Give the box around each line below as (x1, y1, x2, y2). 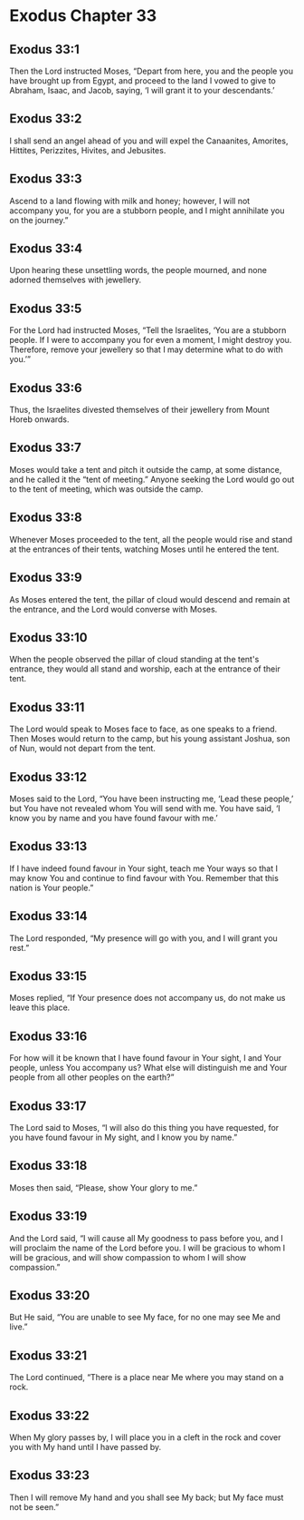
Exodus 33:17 (9, 1098, 87, 1113)
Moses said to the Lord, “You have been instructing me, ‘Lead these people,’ (9, 793, 294, 804)
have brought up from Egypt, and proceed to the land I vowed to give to (9, 75, 276, 86)
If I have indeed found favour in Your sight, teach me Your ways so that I (9, 863, 279, 874)
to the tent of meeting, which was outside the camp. (9, 483, 204, 495)
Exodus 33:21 (9, 1348, 88, 1363)
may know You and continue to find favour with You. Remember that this (9, 872, 279, 883)
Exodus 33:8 (9, 510, 83, 525)
